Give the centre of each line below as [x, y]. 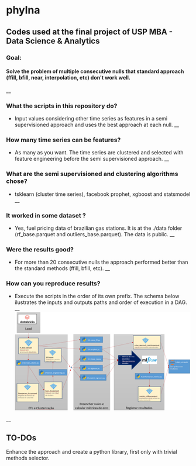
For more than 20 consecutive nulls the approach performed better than [101, 262]
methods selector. [28, 458]
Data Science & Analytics [53, 41]
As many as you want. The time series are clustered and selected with [99, 153]
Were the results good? [40, 249]
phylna [23, 10]
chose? [17, 181]
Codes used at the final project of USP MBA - [89, 32]
